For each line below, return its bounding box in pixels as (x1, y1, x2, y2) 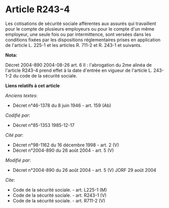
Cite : (5, 177, 15, 183)
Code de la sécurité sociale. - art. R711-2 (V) (12, 197, 105, 203)
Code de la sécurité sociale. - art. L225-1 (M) (12, 187, 107, 193)
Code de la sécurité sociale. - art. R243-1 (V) (12, 192, 107, 198)
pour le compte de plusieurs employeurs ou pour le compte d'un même (5, 25, 155, 32)
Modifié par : (5, 157, 32, 163)
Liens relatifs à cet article (5, 83, 60, 89)
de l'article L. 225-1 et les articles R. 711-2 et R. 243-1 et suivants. (5, 42, 142, 48)
